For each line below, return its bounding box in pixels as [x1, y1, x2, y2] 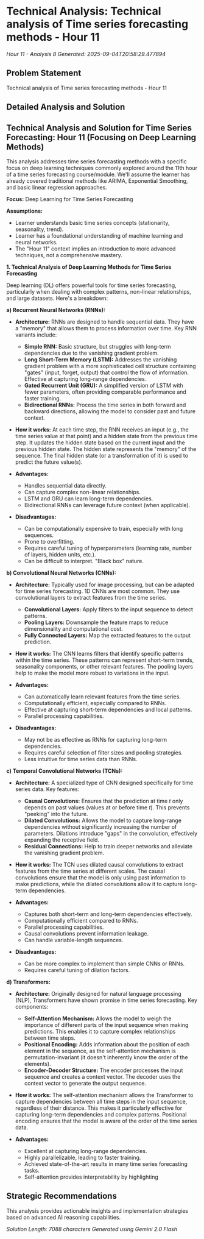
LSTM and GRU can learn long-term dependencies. [24, 495, 153, 502]
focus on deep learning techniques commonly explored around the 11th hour [6, 164, 198, 171]
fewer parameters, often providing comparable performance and [24, 388, 187, 396]
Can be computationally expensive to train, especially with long [24, 525, 183, 532]
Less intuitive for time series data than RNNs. [24, 755, 138, 762]
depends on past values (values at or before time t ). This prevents [24, 803, 190, 811]
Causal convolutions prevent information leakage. [24, 929, 149, 937]
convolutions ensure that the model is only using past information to [15, 873, 186, 881]
